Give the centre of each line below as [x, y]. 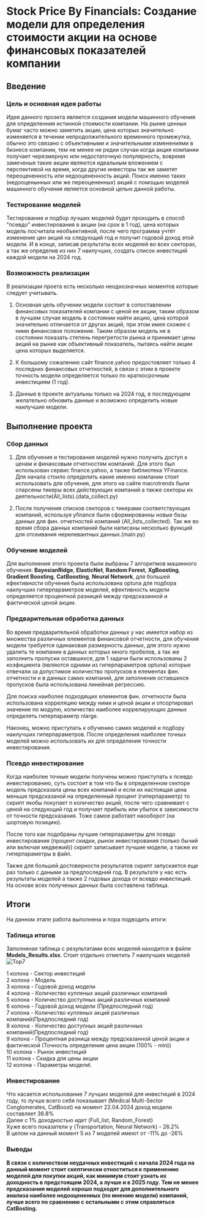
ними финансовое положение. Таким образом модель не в [93, 331]
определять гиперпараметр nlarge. [52, 716]
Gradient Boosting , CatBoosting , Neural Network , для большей [88, 577]
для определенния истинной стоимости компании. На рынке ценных [97, 123]
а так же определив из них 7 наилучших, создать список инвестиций [97, 251]
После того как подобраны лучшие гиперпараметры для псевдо [91, 834]
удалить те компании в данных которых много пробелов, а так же [93, 652]
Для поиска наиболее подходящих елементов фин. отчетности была [96, 696]
